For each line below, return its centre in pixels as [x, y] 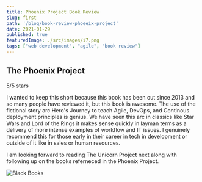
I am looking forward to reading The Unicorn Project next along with [92, 155]
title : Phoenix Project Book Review [53, 12]
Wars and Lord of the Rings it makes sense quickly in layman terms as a [97, 123]
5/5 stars [18, 86]
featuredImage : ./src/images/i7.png [53, 40]
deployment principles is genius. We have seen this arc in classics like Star [100, 117]
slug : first [21, 18]
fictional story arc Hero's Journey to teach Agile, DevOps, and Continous [98, 110]
